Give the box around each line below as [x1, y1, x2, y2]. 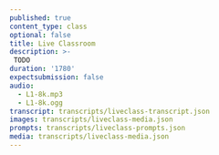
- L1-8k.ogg [17, 98, 64, 108]
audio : [9, 81, 35, 90]
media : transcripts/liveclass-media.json [9, 132, 170, 141]
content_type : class [9, 22, 89, 31]
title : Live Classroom [9, 38, 96, 48]
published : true [9, 13, 71, 23]
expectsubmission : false [9, 73, 104, 82]
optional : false [9, 30, 71, 39]
